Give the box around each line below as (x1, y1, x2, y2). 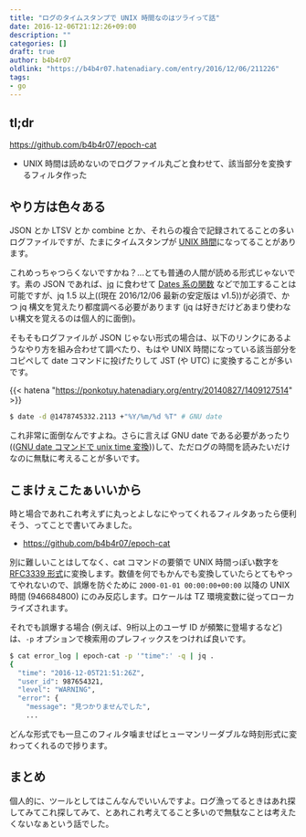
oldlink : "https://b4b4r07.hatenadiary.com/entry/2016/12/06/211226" (9, 65, 280, 74)
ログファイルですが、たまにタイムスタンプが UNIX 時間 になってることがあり (9, 237, 297, 248)
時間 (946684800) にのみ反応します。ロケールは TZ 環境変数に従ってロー (9, 590, 287, 601)
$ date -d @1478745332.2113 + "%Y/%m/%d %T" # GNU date (9, 412, 223, 421)
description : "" (9, 30, 71, 39)
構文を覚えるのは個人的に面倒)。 (16, 313, 141, 324)
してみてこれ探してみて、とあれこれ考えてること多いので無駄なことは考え (9, 806, 289, 818)
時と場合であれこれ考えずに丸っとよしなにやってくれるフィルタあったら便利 (9, 508, 297, 519)
